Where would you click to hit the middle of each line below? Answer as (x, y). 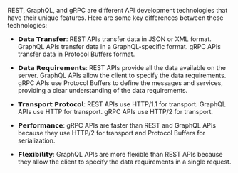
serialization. (36, 140)
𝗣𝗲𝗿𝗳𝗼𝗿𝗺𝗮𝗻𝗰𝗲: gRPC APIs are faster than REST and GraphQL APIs (117, 125)
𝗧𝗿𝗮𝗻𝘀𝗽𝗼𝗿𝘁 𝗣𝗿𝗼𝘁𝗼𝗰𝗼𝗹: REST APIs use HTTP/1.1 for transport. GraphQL (122, 104)
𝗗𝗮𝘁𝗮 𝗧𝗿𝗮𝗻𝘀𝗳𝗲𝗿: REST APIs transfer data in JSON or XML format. (114, 39)
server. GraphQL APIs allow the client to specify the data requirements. (122, 75)
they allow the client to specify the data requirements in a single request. (124, 162)
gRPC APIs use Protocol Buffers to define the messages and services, (120, 83)
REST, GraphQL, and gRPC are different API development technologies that (118, 10)
